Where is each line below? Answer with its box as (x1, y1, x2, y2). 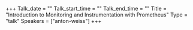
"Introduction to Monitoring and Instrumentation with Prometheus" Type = (5, 11, 188, 18)
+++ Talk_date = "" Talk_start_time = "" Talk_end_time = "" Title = (5, 5, 167, 12)
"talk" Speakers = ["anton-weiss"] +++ (5, 18, 102, 24)
